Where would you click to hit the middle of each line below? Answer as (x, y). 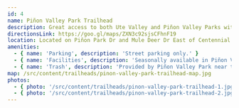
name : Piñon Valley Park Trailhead (60, 21)
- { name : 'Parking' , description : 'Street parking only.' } (106, 54)
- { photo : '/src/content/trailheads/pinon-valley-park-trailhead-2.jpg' (125, 93)
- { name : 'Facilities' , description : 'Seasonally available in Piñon (121, 60)
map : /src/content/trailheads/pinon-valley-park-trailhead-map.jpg (110, 73)
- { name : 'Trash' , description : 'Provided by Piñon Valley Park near (121, 67)
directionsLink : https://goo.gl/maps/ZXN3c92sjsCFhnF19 (92, 34)
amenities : (23, 47)
